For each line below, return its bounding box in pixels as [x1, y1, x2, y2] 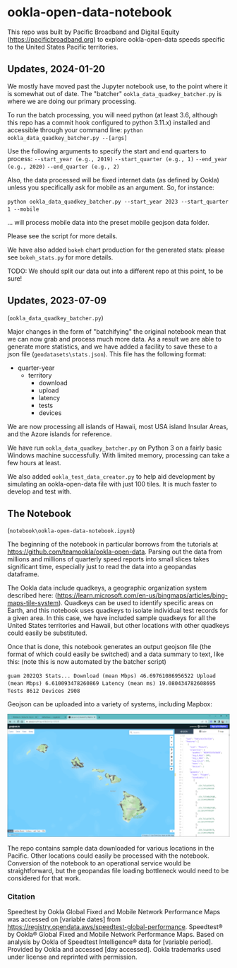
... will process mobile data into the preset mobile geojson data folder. [7, 218, 209, 226]
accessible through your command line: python [7, 125, 143, 134]
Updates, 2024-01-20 [7, 63, 106, 75]
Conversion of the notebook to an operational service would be [7, 858, 191, 867]
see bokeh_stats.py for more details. [7, 252, 114, 262]
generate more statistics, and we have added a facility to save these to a [7, 342, 218, 351]
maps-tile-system [7, 599, 59, 607]
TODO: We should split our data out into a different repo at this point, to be [7, 267, 224, 275]
